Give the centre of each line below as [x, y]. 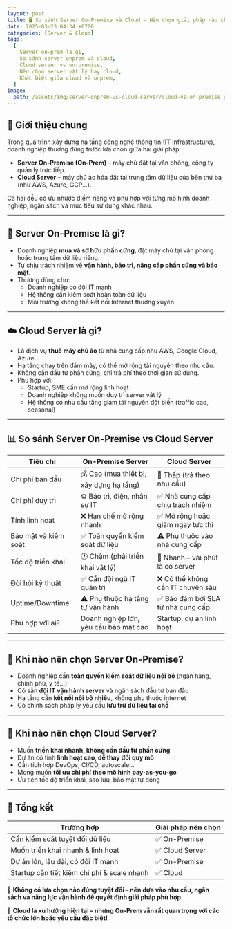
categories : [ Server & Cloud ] [51, 33]
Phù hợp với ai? [35, 623]
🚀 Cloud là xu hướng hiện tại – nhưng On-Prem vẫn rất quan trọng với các [113, 910]
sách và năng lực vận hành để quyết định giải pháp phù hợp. [95, 897]
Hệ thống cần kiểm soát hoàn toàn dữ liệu [87, 294]
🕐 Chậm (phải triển [112, 556]
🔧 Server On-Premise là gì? [66, 233]
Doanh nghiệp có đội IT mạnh [69, 287]
